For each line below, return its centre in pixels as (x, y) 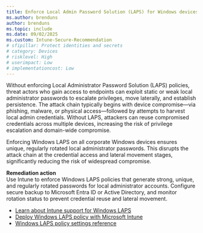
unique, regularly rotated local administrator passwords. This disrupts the (98, 148)
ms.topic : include (29, 29)
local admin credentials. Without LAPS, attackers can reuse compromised (98, 117)
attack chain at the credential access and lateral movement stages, (90, 155)
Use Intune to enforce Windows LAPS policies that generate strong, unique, (100, 180)
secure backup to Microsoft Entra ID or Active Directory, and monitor (92, 192)
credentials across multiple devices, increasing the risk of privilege (89, 124)
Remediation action (31, 173)
